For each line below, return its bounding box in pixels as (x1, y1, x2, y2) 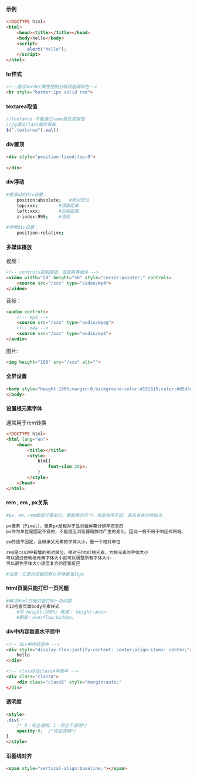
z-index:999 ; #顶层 (16, 213, 70, 220)
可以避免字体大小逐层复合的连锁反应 (6, 561, 81, 567)
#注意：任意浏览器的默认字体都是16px (6, 571, 85, 577)
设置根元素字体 (6, 405, 42, 412)
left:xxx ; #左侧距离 (16, 208, 79, 214)
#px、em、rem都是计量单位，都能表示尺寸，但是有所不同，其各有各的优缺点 (6, 512, 162, 518)
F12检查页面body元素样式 (6, 603, 60, 609)
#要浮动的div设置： (6, 192, 47, 198)
